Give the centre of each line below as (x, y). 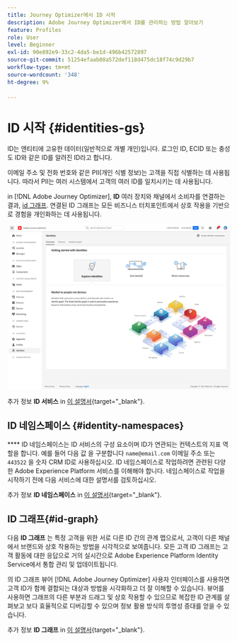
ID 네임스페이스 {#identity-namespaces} (96, 426)
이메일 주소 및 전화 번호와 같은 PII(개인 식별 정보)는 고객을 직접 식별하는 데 (109, 173)
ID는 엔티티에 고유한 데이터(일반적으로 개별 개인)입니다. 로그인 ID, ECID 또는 (112, 149)
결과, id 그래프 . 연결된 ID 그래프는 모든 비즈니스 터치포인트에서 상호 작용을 (109, 205)
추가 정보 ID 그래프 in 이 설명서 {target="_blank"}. (76, 630)
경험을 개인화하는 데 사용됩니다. (58, 214)
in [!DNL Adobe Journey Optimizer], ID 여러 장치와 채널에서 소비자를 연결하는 (116, 197)
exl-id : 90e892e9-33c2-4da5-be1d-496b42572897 (77, 52)
